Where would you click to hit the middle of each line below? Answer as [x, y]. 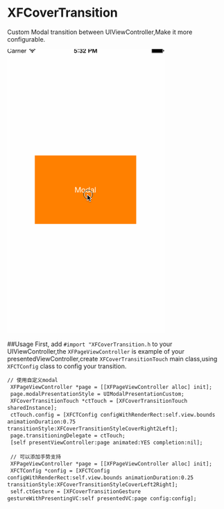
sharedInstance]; [32, 408]
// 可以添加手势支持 [35, 457]
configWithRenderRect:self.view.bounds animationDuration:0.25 [101, 477]
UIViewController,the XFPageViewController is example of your [96, 351]
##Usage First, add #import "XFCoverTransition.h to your [90, 344]
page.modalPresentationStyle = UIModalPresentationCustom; [97, 394]
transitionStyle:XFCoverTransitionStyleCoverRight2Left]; [93, 429]
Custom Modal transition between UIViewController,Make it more [100, 32]
